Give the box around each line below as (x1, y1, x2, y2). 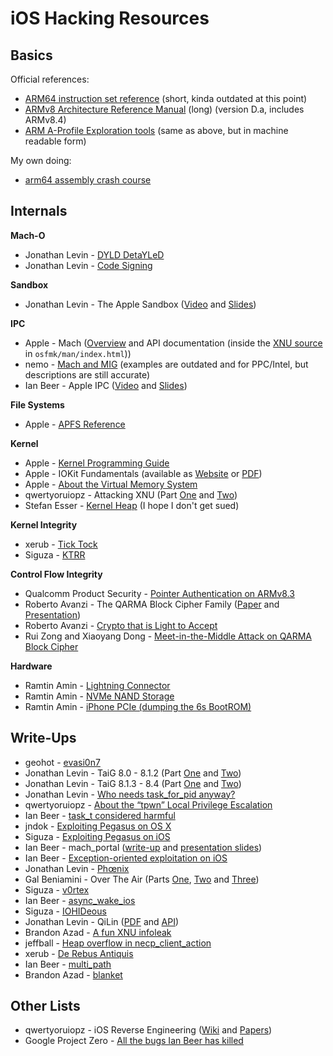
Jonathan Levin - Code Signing (24, 259, 153, 271)
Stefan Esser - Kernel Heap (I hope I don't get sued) (24, 499, 240, 511)
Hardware (10, 660, 53, 672)
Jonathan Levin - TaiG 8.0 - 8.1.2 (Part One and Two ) (24, 767, 242, 779)
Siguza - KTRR (24, 548, 86, 561)
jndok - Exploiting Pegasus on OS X (24, 820, 172, 832)
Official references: (10, 73, 90, 85)
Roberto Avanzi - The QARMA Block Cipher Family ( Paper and (24, 598, 280, 610)
